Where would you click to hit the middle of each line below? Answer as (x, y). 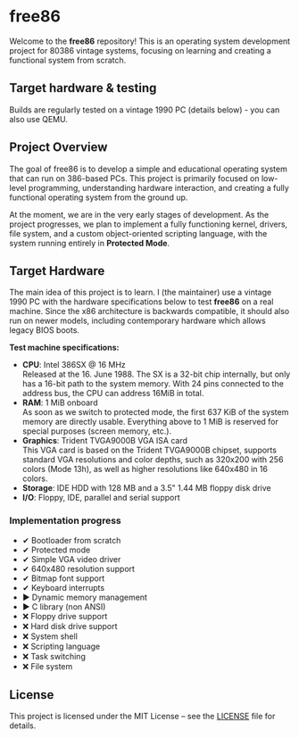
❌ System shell (50, 636)
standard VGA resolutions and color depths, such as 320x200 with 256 (153, 460)
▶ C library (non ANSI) (64, 606)
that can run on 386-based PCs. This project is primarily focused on (134, 178)
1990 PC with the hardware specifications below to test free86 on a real (141, 302)
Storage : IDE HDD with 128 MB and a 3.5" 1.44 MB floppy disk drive (146, 488)
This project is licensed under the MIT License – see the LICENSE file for (142, 717)
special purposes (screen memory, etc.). (97, 431)
